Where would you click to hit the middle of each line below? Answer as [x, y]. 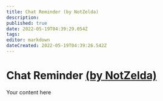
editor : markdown [28, 40]
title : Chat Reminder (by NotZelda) [52, 12]
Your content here [29, 92]
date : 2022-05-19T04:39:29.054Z [47, 29]
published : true [27, 23]
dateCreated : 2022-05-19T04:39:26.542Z [57, 46]
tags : [13, 34]
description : [23, 18]
